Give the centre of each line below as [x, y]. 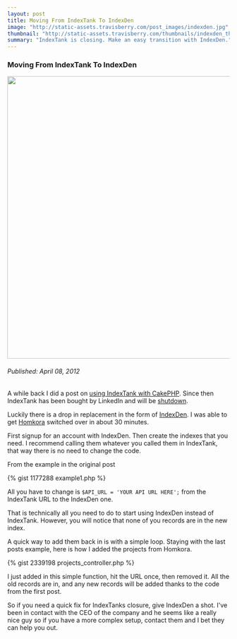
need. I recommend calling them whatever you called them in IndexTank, [113, 443]
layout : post [26, 14]
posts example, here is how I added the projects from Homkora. [100, 549]
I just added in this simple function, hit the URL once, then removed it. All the [119, 576]
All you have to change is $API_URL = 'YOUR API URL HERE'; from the [107, 491]
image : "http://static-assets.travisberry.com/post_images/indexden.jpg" [118, 27]
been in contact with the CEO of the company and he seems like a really [112, 612]
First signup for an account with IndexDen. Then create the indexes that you [118, 436]
